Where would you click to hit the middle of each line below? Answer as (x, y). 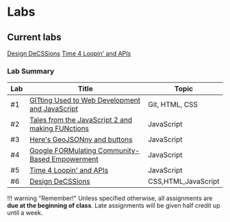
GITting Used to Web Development (85, 100)
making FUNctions (59, 128)
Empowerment (75, 159)
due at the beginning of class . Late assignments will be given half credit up (114, 206)
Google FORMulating (63, 151)
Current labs (34, 37)
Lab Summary (31, 71)
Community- (119, 151)
